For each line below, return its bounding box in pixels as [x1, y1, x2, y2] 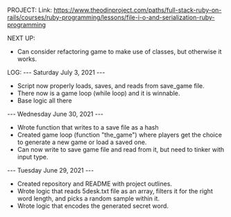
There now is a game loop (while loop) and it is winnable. [17, 89, 180, 97]
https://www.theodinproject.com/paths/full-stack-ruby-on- [53, 6, 222, 14]
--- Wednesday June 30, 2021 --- [7, 110, 104, 118]
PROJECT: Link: [7, 6, 53, 14]
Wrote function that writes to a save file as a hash [17, 123, 159, 131]
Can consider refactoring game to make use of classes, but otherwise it [17, 48, 222, 55]
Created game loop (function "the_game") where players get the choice [17, 131, 222, 139]
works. [17, 55, 37, 63]
